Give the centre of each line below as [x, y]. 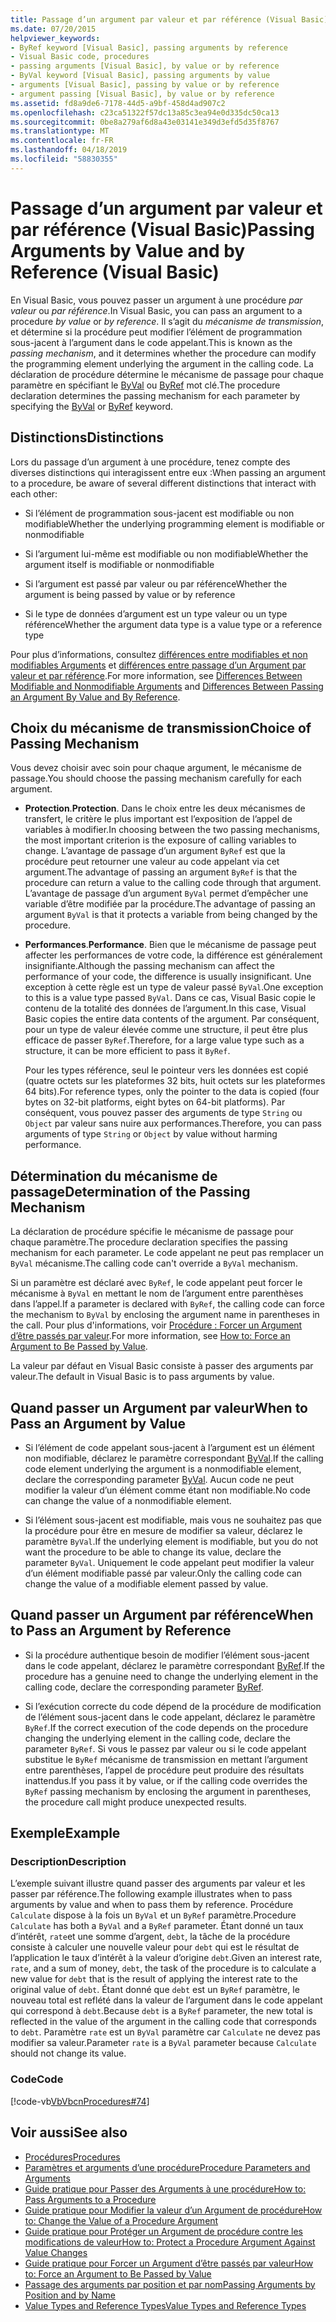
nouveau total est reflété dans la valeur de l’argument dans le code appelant [166, 2000]
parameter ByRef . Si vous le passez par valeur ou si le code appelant [165, 1748]
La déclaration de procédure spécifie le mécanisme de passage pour [152, 1232]
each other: [34, 493]
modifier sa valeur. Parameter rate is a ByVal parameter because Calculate [163, 2043]
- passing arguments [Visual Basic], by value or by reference [145, 66]
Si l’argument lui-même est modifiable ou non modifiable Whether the [166, 553]
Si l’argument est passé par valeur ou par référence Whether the [156, 583]
